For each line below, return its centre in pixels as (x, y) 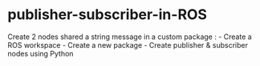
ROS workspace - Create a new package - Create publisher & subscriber (128, 45)
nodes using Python (41, 53)
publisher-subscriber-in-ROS (108, 15)
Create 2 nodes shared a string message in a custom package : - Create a (130, 37)
